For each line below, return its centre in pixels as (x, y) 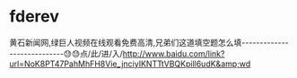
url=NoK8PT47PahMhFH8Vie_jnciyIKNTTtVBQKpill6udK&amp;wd (130, 64)
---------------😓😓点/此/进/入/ (66, 53)
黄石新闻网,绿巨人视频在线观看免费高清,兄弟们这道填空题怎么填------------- (149, 42)
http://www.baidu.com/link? (174, 53)
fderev (35, 17)
